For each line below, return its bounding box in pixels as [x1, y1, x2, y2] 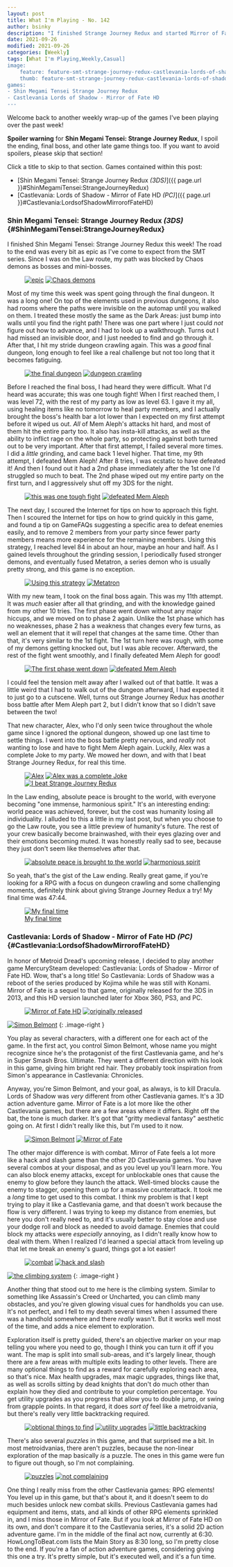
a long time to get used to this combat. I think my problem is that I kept [7, 1192, 209, 1201]
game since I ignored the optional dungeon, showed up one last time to [7, 729, 210, 737]
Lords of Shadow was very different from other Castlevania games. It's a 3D [7, 1092, 224, 1100]
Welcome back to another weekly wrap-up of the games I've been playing [7, 113, 219, 122]
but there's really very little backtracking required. [7, 1409, 150, 1417]
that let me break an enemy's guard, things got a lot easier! [7, 1244, 175, 1253]
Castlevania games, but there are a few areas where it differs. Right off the [7, 1106, 220, 1115]
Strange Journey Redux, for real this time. [7, 758, 127, 766]
